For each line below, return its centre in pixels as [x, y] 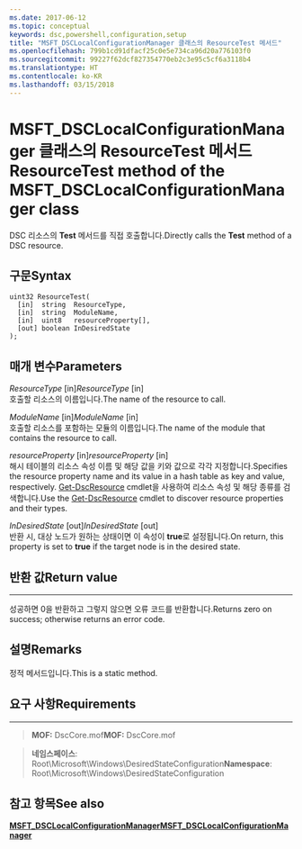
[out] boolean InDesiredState [74, 329]
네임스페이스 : [54, 754]
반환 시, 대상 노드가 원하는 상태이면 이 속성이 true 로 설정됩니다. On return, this [147, 537]
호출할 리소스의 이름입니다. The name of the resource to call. [118, 399]
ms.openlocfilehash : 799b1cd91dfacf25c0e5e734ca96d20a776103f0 [130, 51]
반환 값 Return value [64, 577]
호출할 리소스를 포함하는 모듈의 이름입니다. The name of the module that [138, 428]
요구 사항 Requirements [73, 704]
